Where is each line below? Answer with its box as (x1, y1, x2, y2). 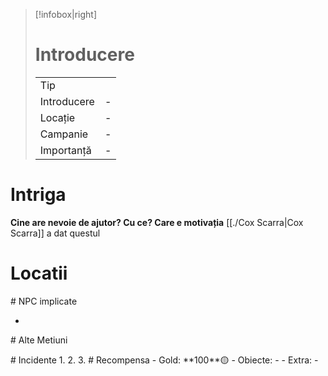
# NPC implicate (10, 295, 78, 307)
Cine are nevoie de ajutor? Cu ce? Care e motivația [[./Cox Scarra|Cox (10, 216, 304, 228)
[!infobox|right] (34, 9, 98, 20)
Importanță (39, 143, 92, 157)
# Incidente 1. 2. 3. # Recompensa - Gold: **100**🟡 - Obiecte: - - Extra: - (10, 354, 319, 366)
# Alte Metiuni (10, 334, 68, 346)
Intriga (10, 184, 67, 206)
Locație (39, 110, 76, 124)
